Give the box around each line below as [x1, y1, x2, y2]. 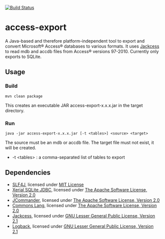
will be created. [5, 145, 36, 151]
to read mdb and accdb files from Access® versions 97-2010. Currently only [5, 48, 159, 54]
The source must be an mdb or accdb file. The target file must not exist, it [5, 139, 154, 145]
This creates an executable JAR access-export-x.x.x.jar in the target [5, 102, 143, 108]
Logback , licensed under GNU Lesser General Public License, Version [12, 223, 154, 229]
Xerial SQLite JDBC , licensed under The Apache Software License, [12, 186, 147, 192]
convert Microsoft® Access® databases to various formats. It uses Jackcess [5, 43, 160, 49]
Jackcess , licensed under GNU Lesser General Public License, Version [12, 212, 156, 218]
